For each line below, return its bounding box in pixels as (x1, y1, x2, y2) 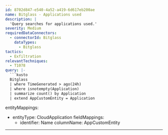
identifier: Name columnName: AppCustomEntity (19, 119, 120, 125)
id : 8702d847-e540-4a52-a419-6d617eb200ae (5, 7, 95, 12)
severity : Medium (5, 26, 41, 31)
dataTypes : (14, 40, 37, 45)
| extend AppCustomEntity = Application (9, 95, 95, 100)
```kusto (9, 72, 28, 77)
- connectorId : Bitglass (9, 35, 61, 40)
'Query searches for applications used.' (9, 21, 97, 26)
